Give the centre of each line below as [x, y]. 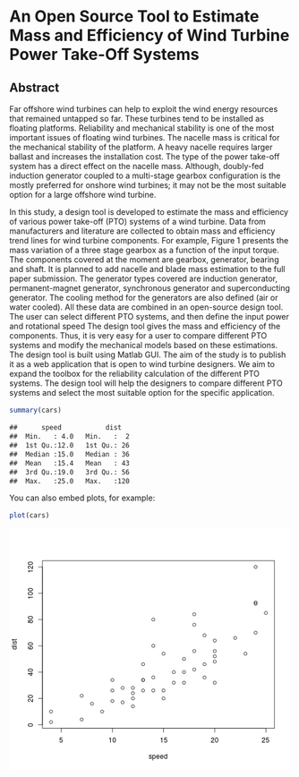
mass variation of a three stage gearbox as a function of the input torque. [144, 250]
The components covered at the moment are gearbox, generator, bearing [144, 260]
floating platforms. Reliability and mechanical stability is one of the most [142, 128]
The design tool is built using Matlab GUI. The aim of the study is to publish [148, 354]
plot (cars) [30, 515]
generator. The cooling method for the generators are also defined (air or [144, 298]
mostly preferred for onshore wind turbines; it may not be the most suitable [148, 185]
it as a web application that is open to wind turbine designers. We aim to [142, 364]
